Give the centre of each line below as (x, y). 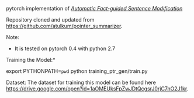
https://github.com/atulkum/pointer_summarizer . (64, 26)
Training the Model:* (31, 60)
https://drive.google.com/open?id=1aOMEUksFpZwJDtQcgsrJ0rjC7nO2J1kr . (97, 89)
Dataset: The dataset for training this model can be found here (81, 82)
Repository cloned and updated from (50, 20)
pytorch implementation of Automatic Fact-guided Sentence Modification (94, 8)
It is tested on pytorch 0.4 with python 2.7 (65, 48)
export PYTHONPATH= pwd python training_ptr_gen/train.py (77, 71)
